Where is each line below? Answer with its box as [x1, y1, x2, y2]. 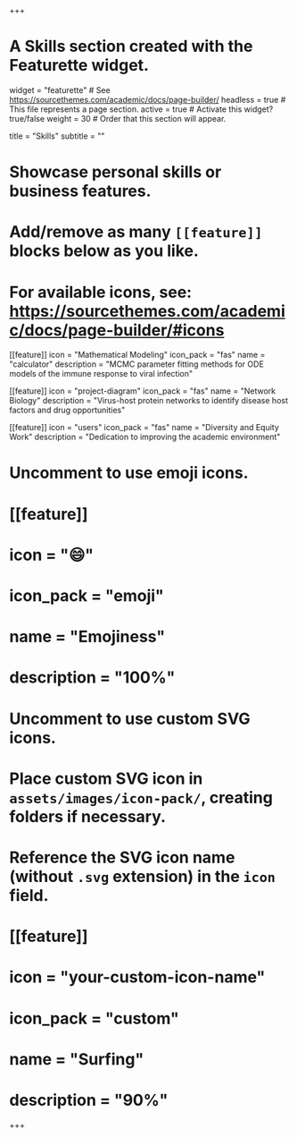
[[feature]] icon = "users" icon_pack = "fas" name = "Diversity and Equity [9, 422, 279, 433]
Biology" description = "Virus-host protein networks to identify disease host [9, 395, 288, 406]
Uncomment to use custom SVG [9, 709, 251, 729]
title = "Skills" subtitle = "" [9, 131, 105, 141]
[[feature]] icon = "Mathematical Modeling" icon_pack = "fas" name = [9, 350, 266, 361]
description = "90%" [9, 1090, 169, 1110]
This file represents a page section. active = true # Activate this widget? [9, 104, 274, 115]
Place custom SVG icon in [9, 768, 203, 788]
